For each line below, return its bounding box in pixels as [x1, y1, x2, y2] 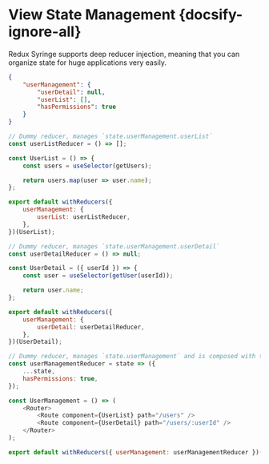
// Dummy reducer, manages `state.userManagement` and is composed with [8, 353, 256, 361]
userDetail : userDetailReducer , [37, 323, 146, 331]
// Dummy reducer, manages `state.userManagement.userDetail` [8, 242, 220, 250]
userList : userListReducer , [37, 213, 130, 221]
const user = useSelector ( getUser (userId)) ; [22, 272, 174, 280]
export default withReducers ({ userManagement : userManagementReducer [8, 448, 249, 456]
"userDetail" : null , [37, 88, 106, 96]
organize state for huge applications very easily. [8, 58, 167, 67]
